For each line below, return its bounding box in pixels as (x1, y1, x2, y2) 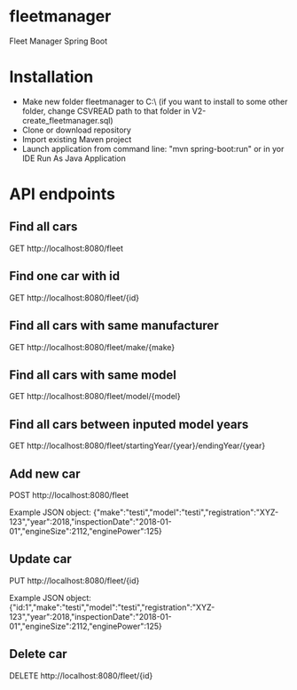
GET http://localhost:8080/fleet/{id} (9, 292, 140, 303)
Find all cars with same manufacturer (9, 318, 219, 333)
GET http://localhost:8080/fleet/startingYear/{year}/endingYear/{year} (9, 440, 266, 451)
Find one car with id (9, 269, 121, 284)
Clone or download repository (21, 124, 131, 135)
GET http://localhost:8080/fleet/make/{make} (9, 341, 176, 352)
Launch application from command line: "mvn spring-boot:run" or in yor (21, 143, 285, 154)
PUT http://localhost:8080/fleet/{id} (9, 575, 140, 586)
